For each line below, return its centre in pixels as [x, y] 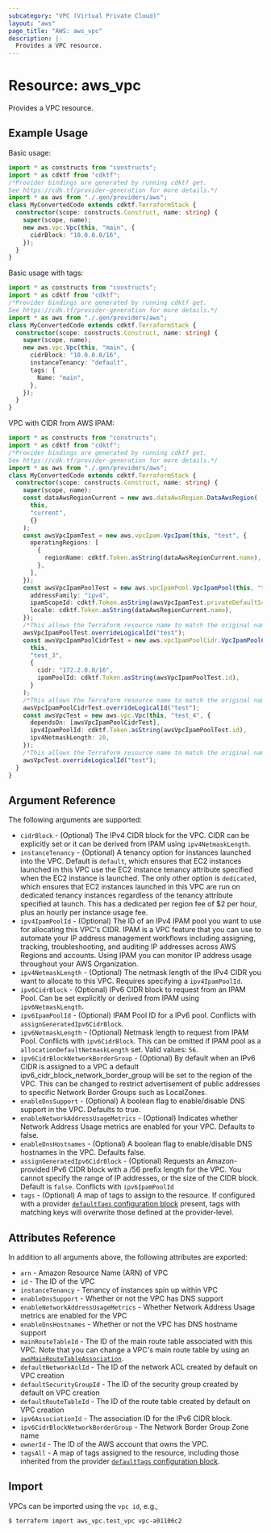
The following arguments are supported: [75, 820]
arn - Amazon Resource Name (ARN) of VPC [94, 1273]
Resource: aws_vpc [75, 86]
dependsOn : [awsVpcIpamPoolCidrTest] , [95, 723]
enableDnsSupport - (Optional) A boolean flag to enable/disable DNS [132, 1101]
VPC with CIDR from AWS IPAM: [61, 423]
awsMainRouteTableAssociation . [72, 1358]
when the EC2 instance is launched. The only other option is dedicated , [138, 878]
